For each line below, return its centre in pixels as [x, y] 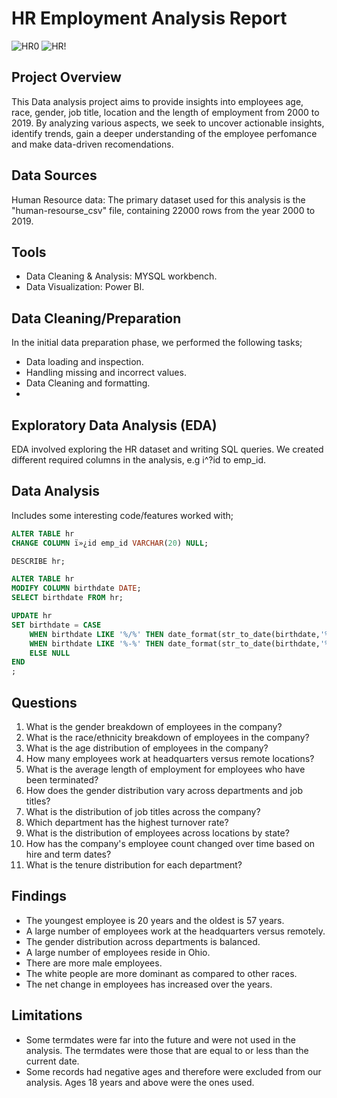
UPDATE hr [32, 616]
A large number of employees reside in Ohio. [118, 952]
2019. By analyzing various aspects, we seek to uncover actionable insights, [168, 123]
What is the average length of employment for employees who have [165, 769]
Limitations [47, 1015]
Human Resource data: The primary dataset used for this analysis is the [158, 199]
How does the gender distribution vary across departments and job [164, 790]
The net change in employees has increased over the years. [149, 984]
